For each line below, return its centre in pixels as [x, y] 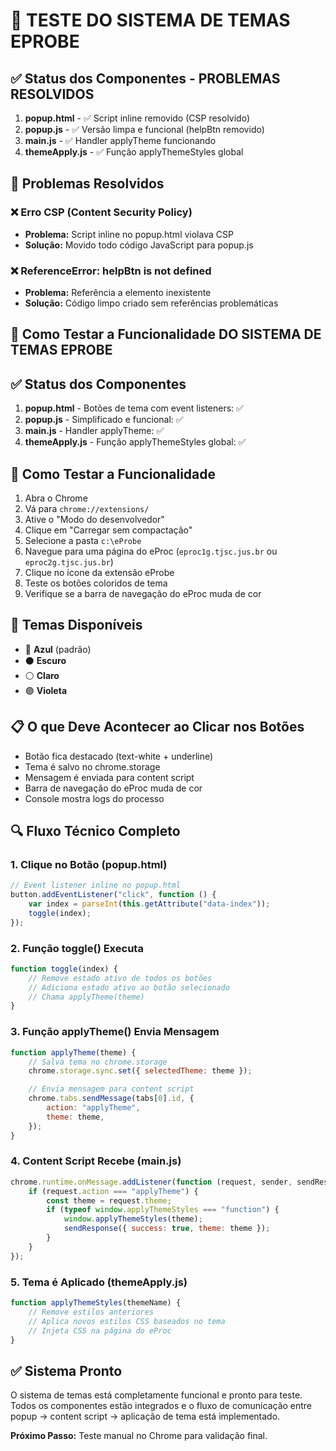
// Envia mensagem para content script [111, 1089]
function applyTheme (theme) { [73, 1052]
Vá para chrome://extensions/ [87, 508]
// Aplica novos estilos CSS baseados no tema [127, 1321]
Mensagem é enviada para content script [109, 777]
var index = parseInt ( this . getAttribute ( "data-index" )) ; [149, 904]
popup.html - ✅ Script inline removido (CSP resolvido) [137, 118]
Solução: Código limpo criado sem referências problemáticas [151, 303]
